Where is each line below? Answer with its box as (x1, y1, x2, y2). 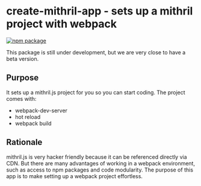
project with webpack (6, 17, 117, 31)
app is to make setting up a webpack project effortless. (6, 172, 143, 179)
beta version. (6, 55, 39, 62)
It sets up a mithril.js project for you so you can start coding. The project (6, 89, 185, 96)
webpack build (14, 120, 52, 127)
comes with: (6, 95, 37, 102)
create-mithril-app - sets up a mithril (6, 4, 193, 18)
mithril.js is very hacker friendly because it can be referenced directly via (6, 153, 188, 161)
